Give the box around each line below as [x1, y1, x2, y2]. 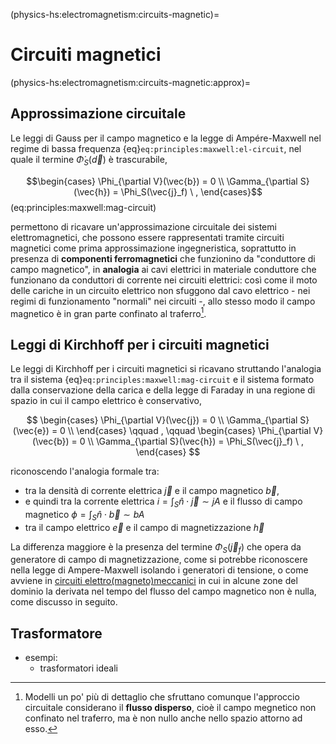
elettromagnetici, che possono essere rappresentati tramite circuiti [10, 231, 285, 243]
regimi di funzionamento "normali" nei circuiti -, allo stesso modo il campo [10, 295, 316, 307]
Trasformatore [10, 625, 103, 642]
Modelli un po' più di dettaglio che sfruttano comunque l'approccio [24, 691, 300, 703]
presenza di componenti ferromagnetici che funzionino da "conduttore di [10, 252, 316, 264]
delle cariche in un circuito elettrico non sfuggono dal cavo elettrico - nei [10, 284, 311, 296]
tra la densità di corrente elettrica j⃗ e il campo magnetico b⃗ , [24, 485, 280, 497]
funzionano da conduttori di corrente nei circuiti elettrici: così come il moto [10, 274, 318, 286]
